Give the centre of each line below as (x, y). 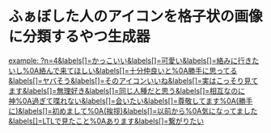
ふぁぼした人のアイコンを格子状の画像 (135, 17)
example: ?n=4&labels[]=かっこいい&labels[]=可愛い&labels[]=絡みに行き (130, 60)
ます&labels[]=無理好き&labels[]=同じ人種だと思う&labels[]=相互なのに (127, 90)
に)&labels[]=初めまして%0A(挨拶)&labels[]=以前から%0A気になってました (133, 110)
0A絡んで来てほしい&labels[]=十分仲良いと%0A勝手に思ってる (133, 70)
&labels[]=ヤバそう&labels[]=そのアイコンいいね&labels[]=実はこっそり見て (133, 81)
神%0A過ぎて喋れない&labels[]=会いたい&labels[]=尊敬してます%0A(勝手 (131, 101)
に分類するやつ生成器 (80, 37)
